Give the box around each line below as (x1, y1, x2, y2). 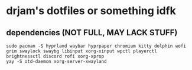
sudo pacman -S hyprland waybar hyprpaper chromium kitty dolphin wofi (6, 43, 186, 49)
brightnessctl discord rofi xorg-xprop (6, 54, 105, 59)
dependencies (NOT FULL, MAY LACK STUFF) (6, 28, 178, 38)
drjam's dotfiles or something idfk (6, 4, 176, 18)
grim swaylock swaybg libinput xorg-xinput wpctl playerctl (6, 48, 158, 54)
